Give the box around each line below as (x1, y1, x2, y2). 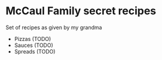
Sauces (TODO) (14, 42, 53, 49)
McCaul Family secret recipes (5, 4, 157, 18)
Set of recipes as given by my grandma (5, 24, 102, 31)
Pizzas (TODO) (14, 35, 51, 42)
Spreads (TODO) (14, 48, 56, 55)
